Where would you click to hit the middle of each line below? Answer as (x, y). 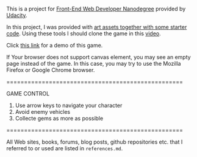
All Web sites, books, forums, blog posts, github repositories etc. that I (95, 142)
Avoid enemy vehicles (43, 112)
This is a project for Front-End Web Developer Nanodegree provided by (96, 9)
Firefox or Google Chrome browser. (51, 70)
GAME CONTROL (28, 93)
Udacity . (17, 15)
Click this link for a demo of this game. (55, 45)
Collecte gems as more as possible (59, 118)
